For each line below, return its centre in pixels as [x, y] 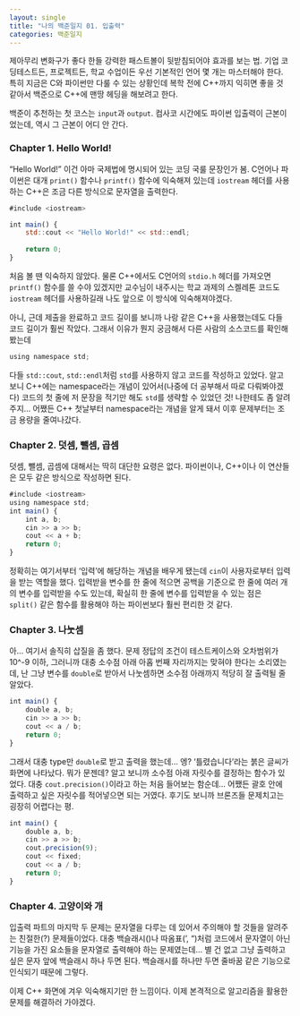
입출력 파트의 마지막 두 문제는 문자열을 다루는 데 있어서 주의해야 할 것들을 [137, 926]
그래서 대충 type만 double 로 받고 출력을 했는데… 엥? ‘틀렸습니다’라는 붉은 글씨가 [149, 761]
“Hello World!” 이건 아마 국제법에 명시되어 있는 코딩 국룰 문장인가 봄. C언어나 [144, 169]
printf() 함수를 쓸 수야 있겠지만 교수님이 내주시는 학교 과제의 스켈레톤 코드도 [145, 286]
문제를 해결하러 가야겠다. [52, 1002]
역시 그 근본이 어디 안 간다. [82, 124]
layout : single [38, 17]
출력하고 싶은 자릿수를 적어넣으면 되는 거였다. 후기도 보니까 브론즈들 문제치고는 [147, 795]
